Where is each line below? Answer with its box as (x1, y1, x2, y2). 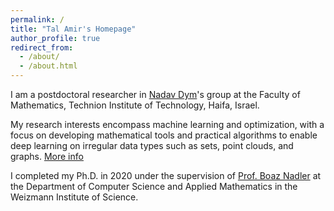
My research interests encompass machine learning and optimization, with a (10, 119, 325, 130)
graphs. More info (10, 151, 84, 162)
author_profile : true (10, 33, 101, 43)
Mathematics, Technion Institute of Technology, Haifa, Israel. (10, 99, 260, 111)
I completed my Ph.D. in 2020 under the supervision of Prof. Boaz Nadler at (10, 170, 322, 181)
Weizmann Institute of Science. (10, 191, 139, 203)
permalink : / (10, 14, 65, 25)
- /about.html (19, 61, 78, 71)
